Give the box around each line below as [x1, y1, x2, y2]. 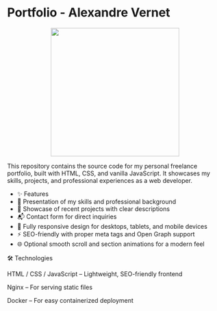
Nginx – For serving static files [7, 283, 93, 291]
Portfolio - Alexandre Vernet [7, 5, 170, 21]
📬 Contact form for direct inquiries [16, 212, 117, 221]
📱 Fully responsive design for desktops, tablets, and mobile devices [16, 222, 207, 230]
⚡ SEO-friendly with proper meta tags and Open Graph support [16, 229, 195, 238]
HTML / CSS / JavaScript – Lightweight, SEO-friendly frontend [7, 269, 183, 278]
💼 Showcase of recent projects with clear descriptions [16, 204, 170, 213]
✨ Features [16, 190, 49, 198]
